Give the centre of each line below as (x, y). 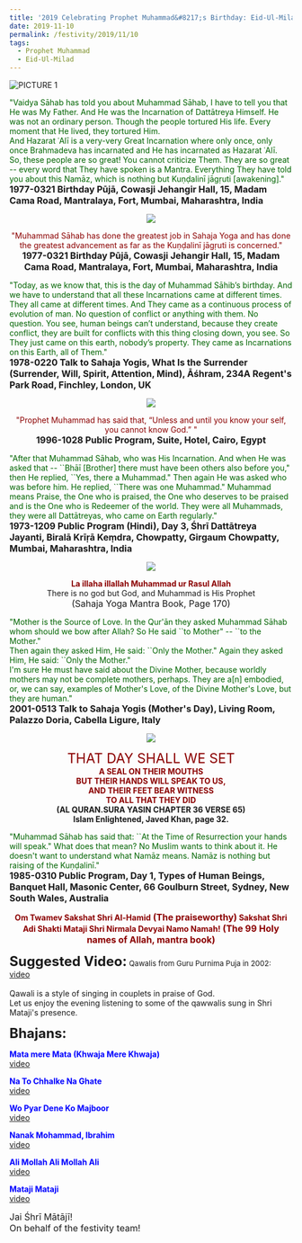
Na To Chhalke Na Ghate (56, 1081)
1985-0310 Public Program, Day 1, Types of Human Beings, (137, 876)
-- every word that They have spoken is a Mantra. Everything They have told (151, 169)
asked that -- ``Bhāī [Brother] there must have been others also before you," (150, 468)
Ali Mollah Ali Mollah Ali (54, 1162)
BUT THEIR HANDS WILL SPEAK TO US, (151, 781)
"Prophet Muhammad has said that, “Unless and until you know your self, (151, 420)
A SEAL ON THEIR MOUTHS (151, 771)
